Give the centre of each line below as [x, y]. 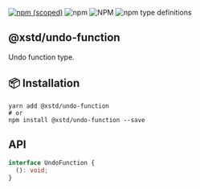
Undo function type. [41, 57]
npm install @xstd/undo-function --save [77, 120]
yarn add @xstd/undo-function [59, 106]
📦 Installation [44, 83]
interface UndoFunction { [51, 163]
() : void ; [32, 171]
